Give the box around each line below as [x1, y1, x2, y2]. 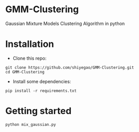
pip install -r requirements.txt [5, 88, 77, 93]
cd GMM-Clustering [5, 69, 45, 74]
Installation [5, 38, 54, 50]
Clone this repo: [12, 55, 47, 61]
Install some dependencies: [12, 78, 71, 85]
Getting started [5, 105, 72, 117]
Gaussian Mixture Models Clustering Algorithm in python [5, 20, 125, 27]
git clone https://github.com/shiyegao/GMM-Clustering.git [5, 65, 134, 70]
